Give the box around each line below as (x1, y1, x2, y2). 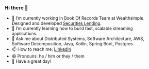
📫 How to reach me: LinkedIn (11, 46, 71, 52)
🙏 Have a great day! (11, 58, 51, 64)
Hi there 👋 (4, 4, 29, 11)
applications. (11, 31, 37, 37)
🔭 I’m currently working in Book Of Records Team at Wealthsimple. (11, 15, 145, 21)
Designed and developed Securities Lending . (11, 20, 102, 26)
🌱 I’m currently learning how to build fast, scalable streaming (11, 26, 133, 31)
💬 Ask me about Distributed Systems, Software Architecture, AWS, (11, 36, 145, 41)
